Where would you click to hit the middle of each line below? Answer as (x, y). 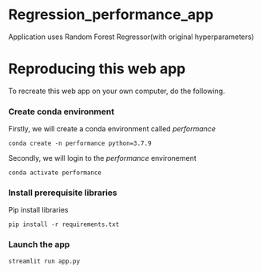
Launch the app (39, 244)
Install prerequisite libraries (63, 193)
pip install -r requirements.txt (64, 224)
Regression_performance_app (111, 15)
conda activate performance (55, 173)
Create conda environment (61, 111)
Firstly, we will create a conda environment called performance (112, 129)
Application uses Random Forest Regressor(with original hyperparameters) (131, 37)
